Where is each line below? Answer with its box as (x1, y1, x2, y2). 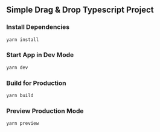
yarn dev (6, 64, 28, 71)
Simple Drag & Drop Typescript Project (6, 5, 154, 15)
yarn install (6, 36, 39, 43)
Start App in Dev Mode (6, 51, 74, 59)
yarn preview (6, 121, 39, 127)
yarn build (6, 93, 34, 99)
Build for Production (6, 78, 66, 87)
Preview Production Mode (6, 107, 84, 115)
